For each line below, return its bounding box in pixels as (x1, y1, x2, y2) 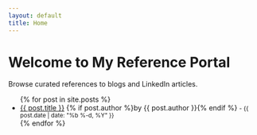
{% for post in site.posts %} (19, 94, 111, 104)
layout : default (8, 11, 62, 20)
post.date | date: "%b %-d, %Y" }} (19, 112, 115, 120)
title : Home (8, 19, 48, 27)
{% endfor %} (19, 118, 66, 128)
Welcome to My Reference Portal (8, 53, 231, 71)
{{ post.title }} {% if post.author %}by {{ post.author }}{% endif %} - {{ (19, 103, 249, 113)
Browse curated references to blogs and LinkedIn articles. (8, 79, 198, 89)
